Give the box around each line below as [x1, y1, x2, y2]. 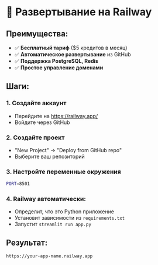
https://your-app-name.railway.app [6, 253, 93, 259]
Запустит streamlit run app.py [14, 220, 92, 228]
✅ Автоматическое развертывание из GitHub [14, 51, 131, 58]
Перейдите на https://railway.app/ [14, 112, 98, 119]
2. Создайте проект [6, 133, 65, 142]
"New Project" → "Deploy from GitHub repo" [14, 146, 122, 153]
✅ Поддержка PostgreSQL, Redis [14, 58, 98, 64]
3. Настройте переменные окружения [6, 167, 121, 176]
